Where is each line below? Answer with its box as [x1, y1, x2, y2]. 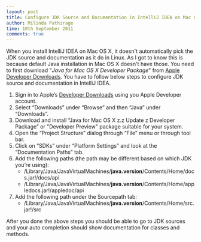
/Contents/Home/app [142, 181, 194, 188]
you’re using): [14, 162, 49, 169]
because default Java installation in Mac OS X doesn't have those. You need [6, 61, 194, 68]
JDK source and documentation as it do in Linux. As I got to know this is [6, 54, 184, 61]
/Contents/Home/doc [142, 168, 194, 175]
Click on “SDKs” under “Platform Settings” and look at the [14, 142, 157, 150]
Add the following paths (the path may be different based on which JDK [14, 155, 192, 162]
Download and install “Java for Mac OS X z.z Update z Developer [14, 116, 175, 124]
